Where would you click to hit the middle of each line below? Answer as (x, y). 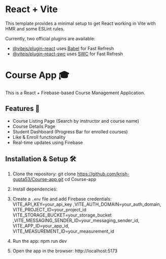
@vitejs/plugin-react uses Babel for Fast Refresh (63, 48)
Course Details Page (34, 126)
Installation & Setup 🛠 (41, 159)
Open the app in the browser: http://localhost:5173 (65, 251)
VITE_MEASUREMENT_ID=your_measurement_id (64, 231)
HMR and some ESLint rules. (35, 28)
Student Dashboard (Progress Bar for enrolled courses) (70, 132)
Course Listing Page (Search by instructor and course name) (76, 121)
